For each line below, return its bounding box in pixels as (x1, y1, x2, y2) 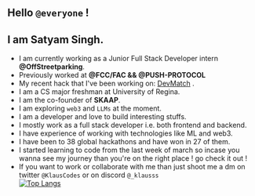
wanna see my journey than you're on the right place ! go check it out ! (18, 154, 248, 163)
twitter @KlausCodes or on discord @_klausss (18, 170, 159, 180)
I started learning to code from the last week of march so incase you (18, 145, 240, 155)
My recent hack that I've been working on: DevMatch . (18, 78, 195, 89)
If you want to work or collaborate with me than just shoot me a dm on (18, 162, 246, 172)
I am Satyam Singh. (7, 33, 104, 46)
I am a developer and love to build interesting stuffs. (18, 112, 187, 122)
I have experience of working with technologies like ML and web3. (18, 129, 233, 138)
